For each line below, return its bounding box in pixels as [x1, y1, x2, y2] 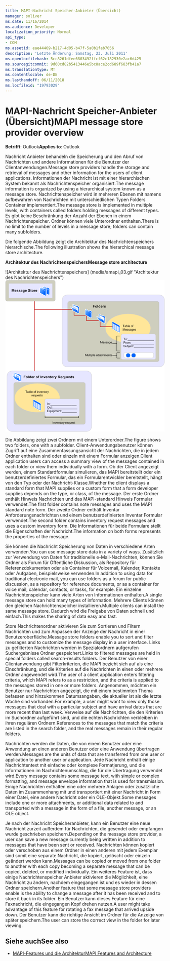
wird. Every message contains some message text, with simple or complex [5, 773, 160, 779]
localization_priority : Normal [5, 29, 71, 35]
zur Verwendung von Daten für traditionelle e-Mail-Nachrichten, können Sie [5, 554, 163, 560]
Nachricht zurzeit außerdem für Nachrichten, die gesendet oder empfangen [5, 825, 163, 831]
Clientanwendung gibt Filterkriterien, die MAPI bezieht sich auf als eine [5, 661, 153, 667]
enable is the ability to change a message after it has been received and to [5, 890, 161, 896]
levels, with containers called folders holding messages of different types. [5, 207, 159, 213]
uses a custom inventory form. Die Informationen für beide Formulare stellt [5, 523, 161, 529]
